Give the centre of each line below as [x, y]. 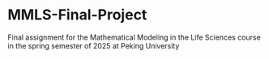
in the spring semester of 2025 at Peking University [94, 45]
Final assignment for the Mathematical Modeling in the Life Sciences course [134, 37]
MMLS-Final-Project [77, 15]
